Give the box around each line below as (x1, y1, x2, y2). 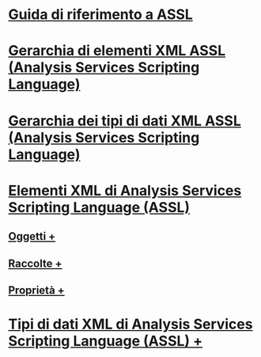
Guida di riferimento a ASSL (8, 6, 194, 24)
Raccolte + (8, 256, 62, 270)
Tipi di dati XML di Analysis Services (8, 315, 253, 333)
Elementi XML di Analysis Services (8, 181, 242, 199)
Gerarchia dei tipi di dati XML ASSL (8, 112, 241, 130)
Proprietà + (8, 283, 65, 297)
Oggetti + (8, 230, 56, 243)
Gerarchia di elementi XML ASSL (8, 42, 226, 60)
